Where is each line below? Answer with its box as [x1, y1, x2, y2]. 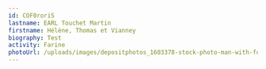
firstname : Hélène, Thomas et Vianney [8, 26, 136, 34]
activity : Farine [8, 41, 66, 49]
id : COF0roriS [8, 11, 55, 20]
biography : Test [8, 33, 62, 42]
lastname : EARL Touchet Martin [8, 19, 112, 27]
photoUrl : [8, 48, 41, 56]
